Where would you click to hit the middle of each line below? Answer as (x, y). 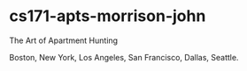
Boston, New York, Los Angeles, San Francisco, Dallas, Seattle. (124, 57)
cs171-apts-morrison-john (108, 16)
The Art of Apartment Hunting (63, 40)
